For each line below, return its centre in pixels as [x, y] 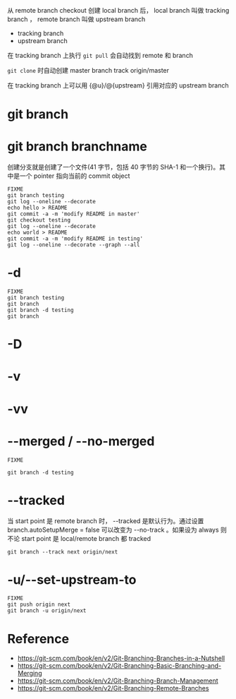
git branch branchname [77, 147]
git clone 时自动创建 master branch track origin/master [88, 70]
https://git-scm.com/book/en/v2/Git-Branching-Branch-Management [118, 681]
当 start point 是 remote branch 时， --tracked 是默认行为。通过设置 [106, 520]
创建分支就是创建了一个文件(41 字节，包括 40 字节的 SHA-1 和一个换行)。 [113, 167]
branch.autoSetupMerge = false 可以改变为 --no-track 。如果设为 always [113, 530]
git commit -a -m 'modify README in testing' [75, 239]
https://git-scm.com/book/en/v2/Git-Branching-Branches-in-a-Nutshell [121, 658]
